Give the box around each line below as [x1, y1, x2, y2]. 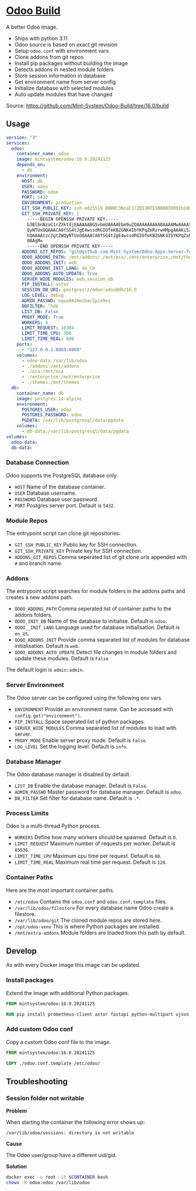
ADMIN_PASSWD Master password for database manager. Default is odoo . [14, 788, 183, 795]
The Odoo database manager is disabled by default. [6, 771, 131, 778]
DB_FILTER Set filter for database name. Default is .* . [14, 794, 141, 801]
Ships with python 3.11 [14, 35, 68, 42]
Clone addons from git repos [14, 53, 84, 60]
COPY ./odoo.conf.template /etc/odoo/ [6, 1060, 100, 1066]
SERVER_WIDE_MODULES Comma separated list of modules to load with [14, 724, 177, 731]
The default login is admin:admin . [6, 666, 84, 674]
